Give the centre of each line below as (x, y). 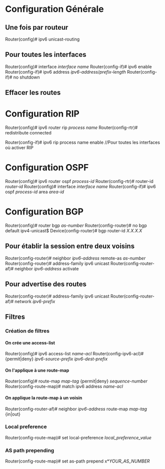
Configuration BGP (44, 212)
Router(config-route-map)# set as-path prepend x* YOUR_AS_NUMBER (78, 461)
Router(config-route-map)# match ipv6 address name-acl (64, 386)
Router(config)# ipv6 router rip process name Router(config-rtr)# (71, 128)
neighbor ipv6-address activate (47, 268)
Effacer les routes (33, 93)
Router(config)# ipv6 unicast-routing (42, 39)
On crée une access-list (30, 342)
